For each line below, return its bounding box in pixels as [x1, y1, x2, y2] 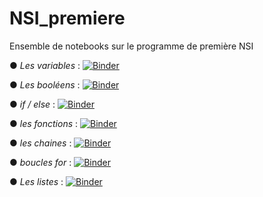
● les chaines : [9, 137, 72, 149]
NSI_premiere [9, 7, 126, 30]
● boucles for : [9, 156, 72, 168]
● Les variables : [9, 59, 81, 71]
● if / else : [9, 98, 56, 110]
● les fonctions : [9, 117, 79, 129]
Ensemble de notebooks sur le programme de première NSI [9, 40, 254, 52]
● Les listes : [9, 175, 64, 187]
